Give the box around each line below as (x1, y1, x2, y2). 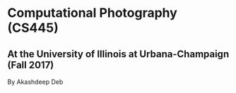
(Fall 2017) (7, 58, 54, 71)
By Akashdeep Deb (7, 77, 64, 86)
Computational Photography (7, 5, 178, 21)
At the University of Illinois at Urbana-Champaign (7, 48, 230, 60)
